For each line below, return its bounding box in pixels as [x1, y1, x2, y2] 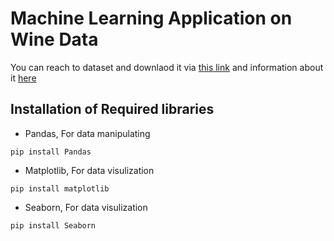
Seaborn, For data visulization [24, 201, 148, 213]
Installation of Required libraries [10, 101, 215, 118]
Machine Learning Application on [10, 7, 293, 30]
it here [10, 72, 37, 84]
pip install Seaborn [10, 220, 97, 231]
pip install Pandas [10, 147, 92, 157]
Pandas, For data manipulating [24, 127, 151, 139]
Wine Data [10, 28, 99, 51]
